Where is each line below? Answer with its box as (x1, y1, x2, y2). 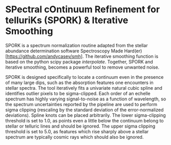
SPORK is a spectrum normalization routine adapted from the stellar (5, 42, 148, 48)
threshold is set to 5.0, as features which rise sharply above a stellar (5, 128, 149, 134)
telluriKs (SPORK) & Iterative (5, 14, 129, 26)
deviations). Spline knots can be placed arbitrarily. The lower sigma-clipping (5, 112, 166, 118)
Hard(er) (124, 48, 142, 54)
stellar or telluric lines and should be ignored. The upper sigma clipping (5, 123, 156, 129)
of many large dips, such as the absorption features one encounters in (5, 79, 154, 86)
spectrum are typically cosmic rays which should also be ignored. (5, 134, 144, 140)
